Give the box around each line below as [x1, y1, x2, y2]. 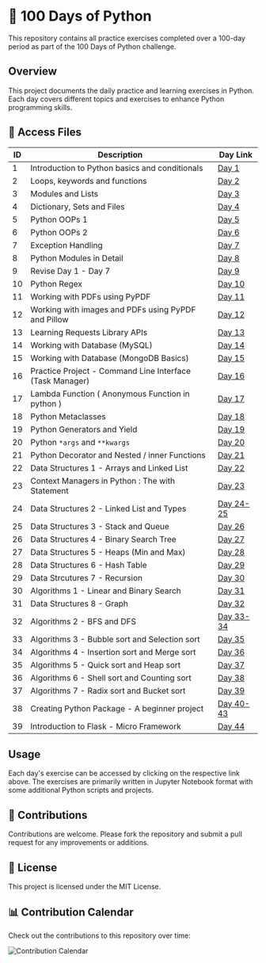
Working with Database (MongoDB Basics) [30, 352, 189, 364]
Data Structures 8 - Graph [30, 598, 129, 609]
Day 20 [217, 436, 245, 447]
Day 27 [217, 534, 245, 545]
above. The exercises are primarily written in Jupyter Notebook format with [8, 777, 253, 786]
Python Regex [30, 278, 83, 289]
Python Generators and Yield [30, 424, 138, 435]
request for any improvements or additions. [8, 838, 149, 847]
